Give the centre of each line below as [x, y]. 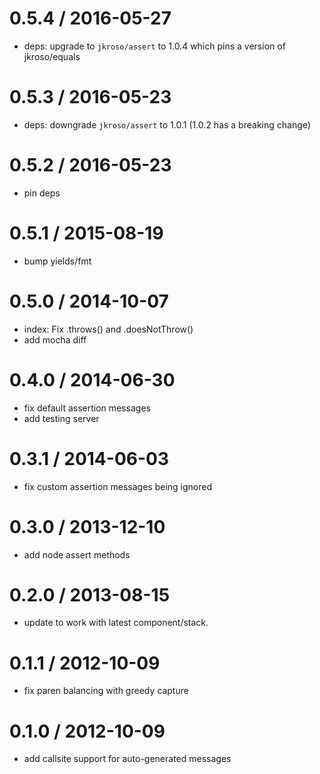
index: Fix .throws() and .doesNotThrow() [108, 329]
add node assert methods [77, 554]
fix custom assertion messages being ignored [117, 486]
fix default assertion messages [87, 408]
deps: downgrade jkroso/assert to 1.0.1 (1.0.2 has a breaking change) [167, 124]
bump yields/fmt [57, 261]
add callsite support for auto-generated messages [127, 759]
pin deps [42, 193]
